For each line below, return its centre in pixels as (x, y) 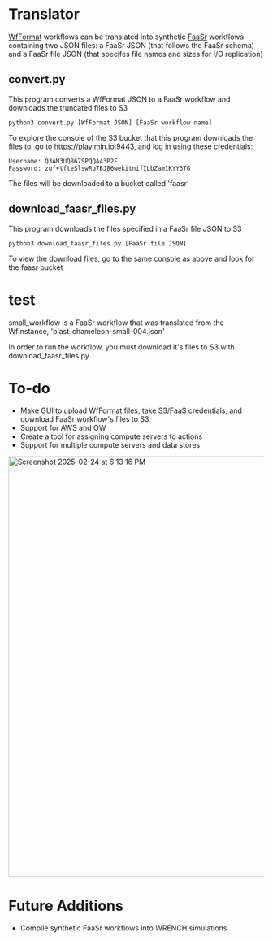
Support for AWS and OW (63, 428)
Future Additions (66, 906)
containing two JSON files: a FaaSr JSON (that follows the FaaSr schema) (131, 45)
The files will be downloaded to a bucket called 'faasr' (99, 183)
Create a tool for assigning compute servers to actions (111, 436)
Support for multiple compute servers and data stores (110, 445)
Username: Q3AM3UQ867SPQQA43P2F (63, 161)
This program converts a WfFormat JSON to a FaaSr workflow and (119, 99)
